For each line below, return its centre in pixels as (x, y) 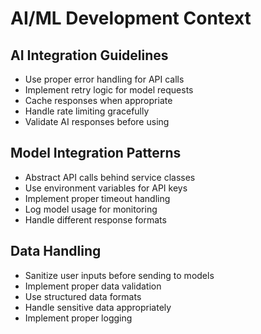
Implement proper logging (78, 318)
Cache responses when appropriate (98, 100)
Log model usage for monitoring (91, 209)
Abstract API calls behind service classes (110, 177)
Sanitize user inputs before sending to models (119, 275)
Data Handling (56, 251)
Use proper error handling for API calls (104, 79)
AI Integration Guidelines (89, 55)
